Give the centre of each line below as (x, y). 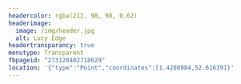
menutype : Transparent (46, 53)
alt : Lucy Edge (41, 38)
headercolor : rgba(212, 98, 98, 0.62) (73, 16)
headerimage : (30, 23)
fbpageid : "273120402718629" (57, 61)
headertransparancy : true (51, 46)
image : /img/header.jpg (55, 30)
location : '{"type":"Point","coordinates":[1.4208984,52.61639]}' (121, 68)
